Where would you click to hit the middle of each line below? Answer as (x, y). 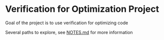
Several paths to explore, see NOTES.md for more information (69, 32)
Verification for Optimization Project (82, 9)
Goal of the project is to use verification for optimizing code (67, 23)
